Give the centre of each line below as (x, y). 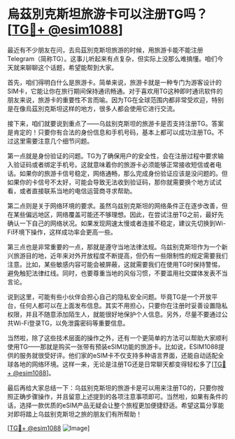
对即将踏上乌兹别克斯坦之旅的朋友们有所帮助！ (74, 414)
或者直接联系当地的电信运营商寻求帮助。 (78, 190)
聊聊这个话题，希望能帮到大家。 (71, 67)
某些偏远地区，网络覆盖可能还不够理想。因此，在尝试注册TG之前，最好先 (119, 214)
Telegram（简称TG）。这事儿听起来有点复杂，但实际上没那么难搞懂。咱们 (112, 58)
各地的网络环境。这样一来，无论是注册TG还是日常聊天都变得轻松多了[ (114, 364)
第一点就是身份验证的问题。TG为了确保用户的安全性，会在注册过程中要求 (113, 155)
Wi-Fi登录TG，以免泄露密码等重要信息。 (71, 323)
